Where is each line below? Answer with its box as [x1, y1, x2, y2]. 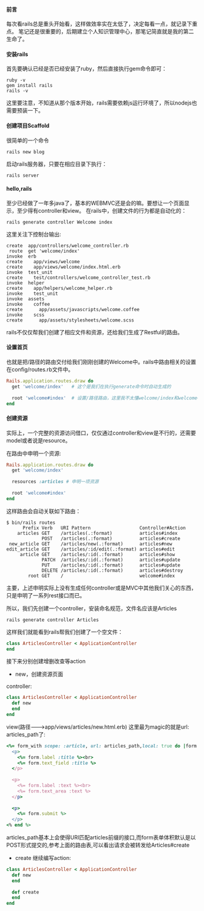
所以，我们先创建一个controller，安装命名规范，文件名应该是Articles [6, 605, 177, 612]
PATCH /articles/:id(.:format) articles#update [41, 557, 181, 563]
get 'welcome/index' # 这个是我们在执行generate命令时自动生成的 [12, 383, 171, 390]
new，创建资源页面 [15, 670, 64, 678]
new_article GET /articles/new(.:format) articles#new [8, 541, 172, 547]
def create [12, 889, 39, 895]
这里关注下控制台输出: [6, 230, 62, 238]
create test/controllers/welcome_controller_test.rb [6, 274, 151, 281]
